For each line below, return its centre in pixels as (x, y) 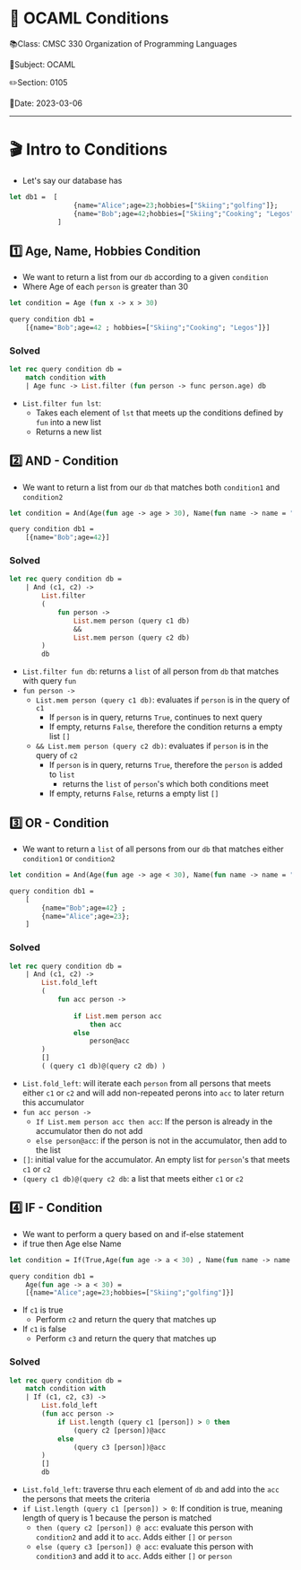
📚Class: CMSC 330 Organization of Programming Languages (123, 43)
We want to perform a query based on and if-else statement (133, 1234)
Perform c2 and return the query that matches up (126, 1320)
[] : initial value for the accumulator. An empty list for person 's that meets (156, 1159)
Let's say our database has (72, 180)
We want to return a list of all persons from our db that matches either (153, 849)
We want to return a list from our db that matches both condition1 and (151, 487)
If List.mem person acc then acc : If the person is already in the (154, 1121)
